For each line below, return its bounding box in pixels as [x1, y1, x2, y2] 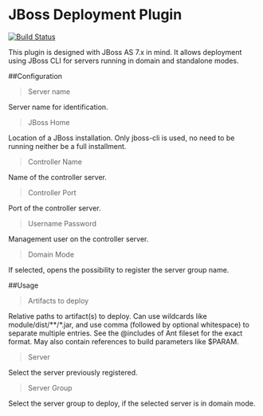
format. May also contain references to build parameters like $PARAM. [8, 336, 239, 346]
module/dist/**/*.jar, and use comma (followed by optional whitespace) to [8, 320, 249, 329]
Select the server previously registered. [8, 367, 138, 377]
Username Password [27, 218, 97, 228]
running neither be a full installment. [8, 141, 127, 151]
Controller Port [27, 187, 77, 197]
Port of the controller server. [8, 203, 101, 213]
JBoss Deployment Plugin [8, 6, 183, 24]
